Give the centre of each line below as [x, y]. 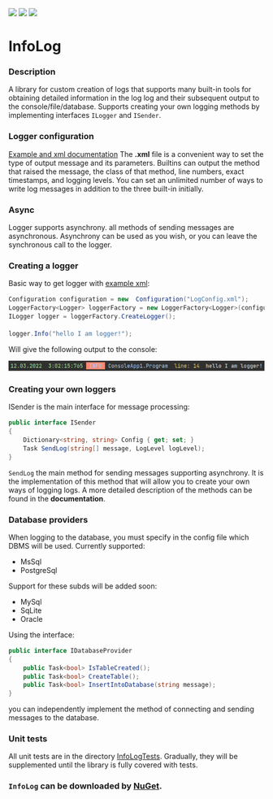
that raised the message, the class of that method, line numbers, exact [126, 172]
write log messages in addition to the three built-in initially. [106, 189]
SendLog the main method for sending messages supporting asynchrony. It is [136, 472]
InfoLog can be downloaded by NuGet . [85, 786]
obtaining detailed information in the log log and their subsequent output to [134, 98]
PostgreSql [39, 570]
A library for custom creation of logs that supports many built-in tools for [130, 89]
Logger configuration [52, 137]
